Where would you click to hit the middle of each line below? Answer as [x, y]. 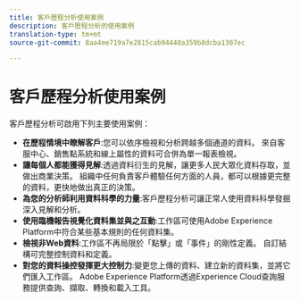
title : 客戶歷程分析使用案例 [57, 17]
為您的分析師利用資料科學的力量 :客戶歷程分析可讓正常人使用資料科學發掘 [156, 198]
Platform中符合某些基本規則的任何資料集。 [100, 232]
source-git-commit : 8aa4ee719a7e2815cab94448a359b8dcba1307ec [127, 42]
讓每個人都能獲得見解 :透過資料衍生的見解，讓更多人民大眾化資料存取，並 [156, 165]
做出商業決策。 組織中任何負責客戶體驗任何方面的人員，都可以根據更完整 [156, 176]
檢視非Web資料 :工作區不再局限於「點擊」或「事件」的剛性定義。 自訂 [150, 243]
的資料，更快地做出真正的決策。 [81, 188]
